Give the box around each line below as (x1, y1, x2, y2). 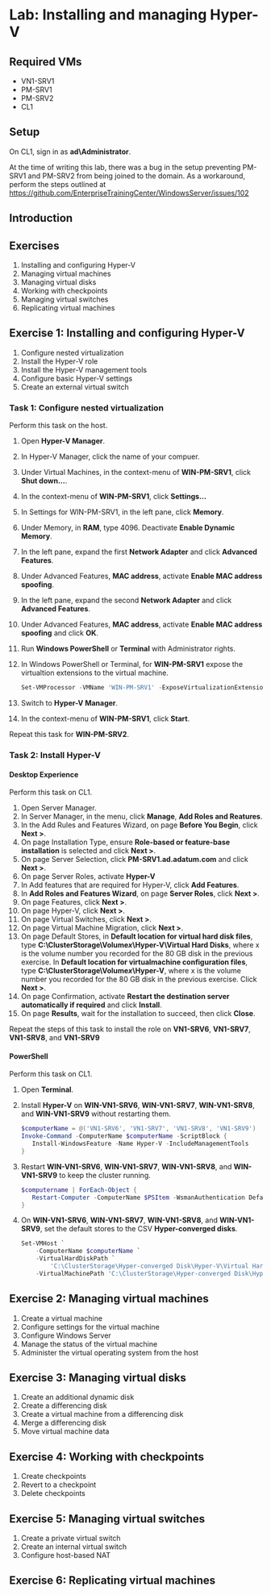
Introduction (9, 211, 73, 225)
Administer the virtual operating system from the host (20, 1347, 199, 1357)
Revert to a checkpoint (20, 1480, 97, 1489)
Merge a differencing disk (20, 1418, 107, 1428)
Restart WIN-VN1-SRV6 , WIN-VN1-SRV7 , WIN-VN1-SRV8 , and (20, 1161, 232, 1171)
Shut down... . (20, 476, 68, 485)
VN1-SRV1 (20, 77, 55, 85)
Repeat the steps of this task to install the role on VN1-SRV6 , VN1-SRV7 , (9, 1024, 251, 1034)
